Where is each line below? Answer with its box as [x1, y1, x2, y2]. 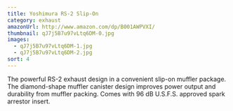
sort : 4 [7, 56, 30, 63]
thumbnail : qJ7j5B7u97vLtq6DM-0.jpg [7, 29, 114, 37]
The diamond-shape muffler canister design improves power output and [7, 82, 216, 91]
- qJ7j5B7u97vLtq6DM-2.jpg [13, 50, 93, 57]
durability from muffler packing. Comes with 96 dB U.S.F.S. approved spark [7, 89, 226, 98]
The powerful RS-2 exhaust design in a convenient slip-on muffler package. [7, 75, 227, 83]
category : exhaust [7, 17, 61, 24]
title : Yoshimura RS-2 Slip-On [7, 10, 99, 17]
